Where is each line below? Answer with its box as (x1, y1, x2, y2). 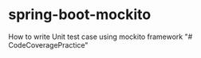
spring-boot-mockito (8, 6, 152, 24)
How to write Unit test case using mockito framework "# (8, 32, 193, 41)
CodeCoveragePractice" (8, 40, 89, 49)
